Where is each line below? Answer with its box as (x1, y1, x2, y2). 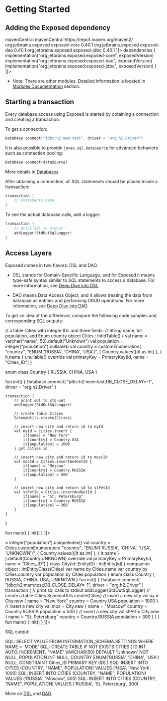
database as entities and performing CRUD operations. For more (12, 297, 144, 303)
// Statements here (14, 198, 55, 203)
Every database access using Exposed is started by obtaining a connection (5, 111, 159, 117)
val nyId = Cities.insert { (14, 428, 72, 434)
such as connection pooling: (5, 150, 63, 156)
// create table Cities (14, 411, 64, 416)
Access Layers (5, 249, 52, 257)
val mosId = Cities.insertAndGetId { (14, 459, 92, 464)
